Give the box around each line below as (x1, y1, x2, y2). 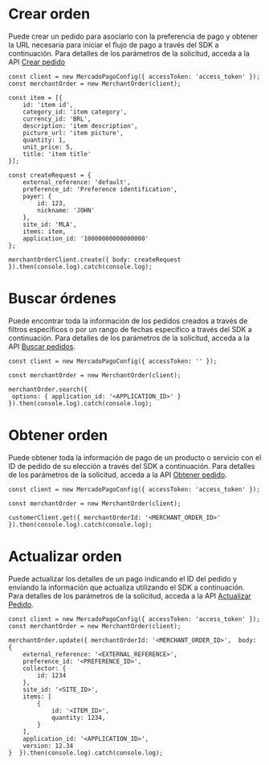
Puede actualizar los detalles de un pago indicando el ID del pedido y (8, 574, 238, 583)
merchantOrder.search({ (8, 385, 88, 393)
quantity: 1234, (51, 714, 106, 722)
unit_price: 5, (22, 142, 74, 151)
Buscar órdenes (8, 290, 116, 308)
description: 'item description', (22, 121, 138, 130)
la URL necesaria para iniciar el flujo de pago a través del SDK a (8, 39, 219, 49)
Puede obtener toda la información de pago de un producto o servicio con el (8, 452, 262, 463)
